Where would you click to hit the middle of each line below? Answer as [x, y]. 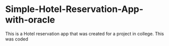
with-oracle [30, 20]
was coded [17, 39]
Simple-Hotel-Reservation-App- [74, 9]
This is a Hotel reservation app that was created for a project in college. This [84, 33]
